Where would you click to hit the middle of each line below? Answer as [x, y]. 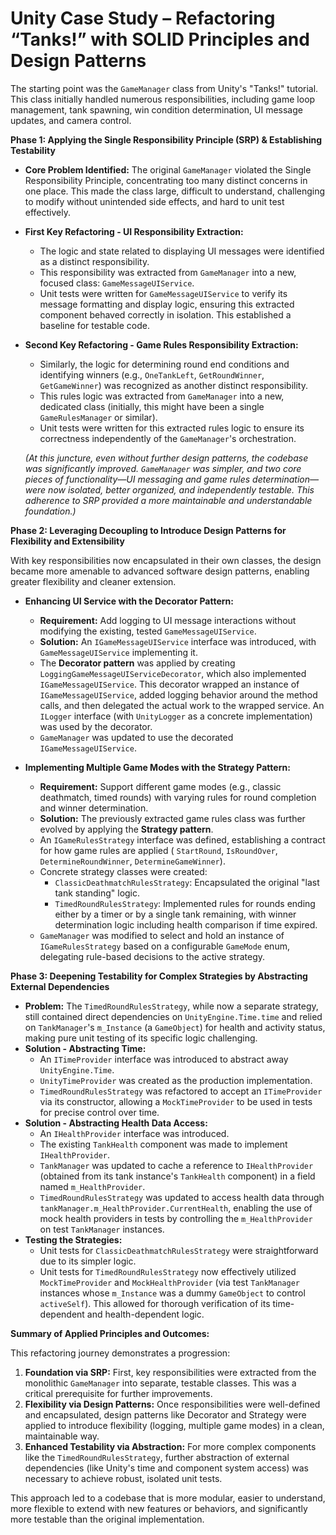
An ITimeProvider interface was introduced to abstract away [164, 1059]
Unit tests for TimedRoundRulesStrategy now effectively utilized [168, 1271]
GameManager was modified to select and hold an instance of [162, 935]
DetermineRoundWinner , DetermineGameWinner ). [132, 861]
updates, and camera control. [71, 120]
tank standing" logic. [97, 893]
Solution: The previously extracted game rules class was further [172, 818]
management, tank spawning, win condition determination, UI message [156, 109]
